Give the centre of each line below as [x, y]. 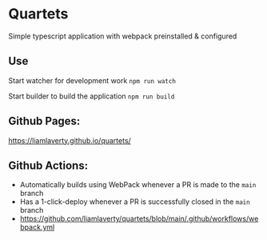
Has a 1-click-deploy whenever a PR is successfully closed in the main [135, 202]
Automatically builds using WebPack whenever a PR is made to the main [138, 185]
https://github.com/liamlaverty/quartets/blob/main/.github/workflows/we [139, 219]
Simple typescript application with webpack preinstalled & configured [123, 36]
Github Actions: [48, 165]
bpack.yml [37, 227]
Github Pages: [44, 121]
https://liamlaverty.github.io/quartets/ [70, 140]
